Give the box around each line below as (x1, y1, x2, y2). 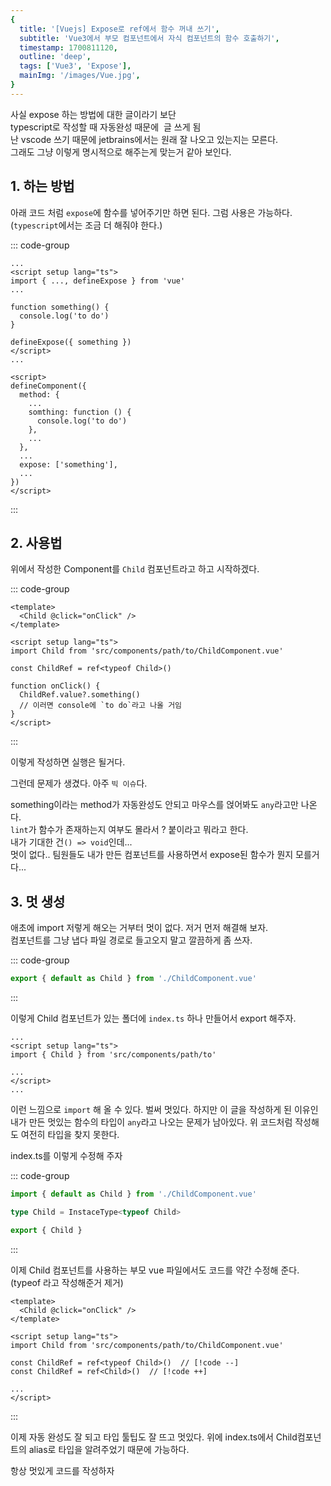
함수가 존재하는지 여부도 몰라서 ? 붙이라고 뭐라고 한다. (38, 824, 249, 836)
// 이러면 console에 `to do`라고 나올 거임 (19, 701, 183, 711)
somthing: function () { (28, 407, 132, 417)
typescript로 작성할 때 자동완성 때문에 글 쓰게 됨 (10, 121, 202, 133)
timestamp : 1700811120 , (19, 42, 118, 53)
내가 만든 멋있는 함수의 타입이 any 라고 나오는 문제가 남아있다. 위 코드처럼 (10, 1116, 293, 1128)
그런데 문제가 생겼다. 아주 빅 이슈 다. (10, 777, 148, 790)
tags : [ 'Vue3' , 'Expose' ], (19, 61, 132, 71)
